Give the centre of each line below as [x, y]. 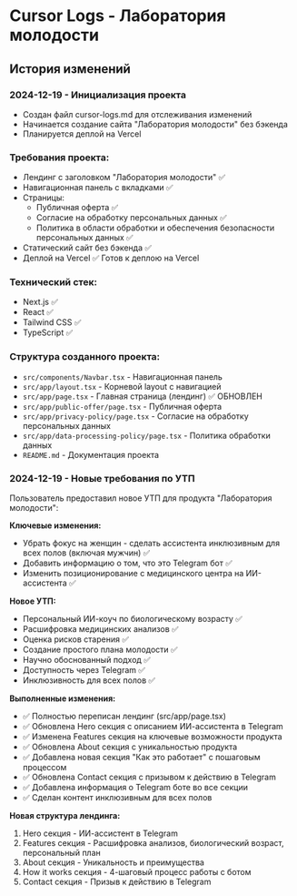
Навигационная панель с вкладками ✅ [98, 188]
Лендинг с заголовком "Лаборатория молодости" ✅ [124, 178]
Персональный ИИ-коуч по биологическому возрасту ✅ [132, 619]
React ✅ [38, 312]
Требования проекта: [59, 158]
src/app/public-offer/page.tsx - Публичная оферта [122, 406]
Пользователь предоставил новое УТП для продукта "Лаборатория [141, 498]
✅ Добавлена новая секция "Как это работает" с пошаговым [141, 758]
